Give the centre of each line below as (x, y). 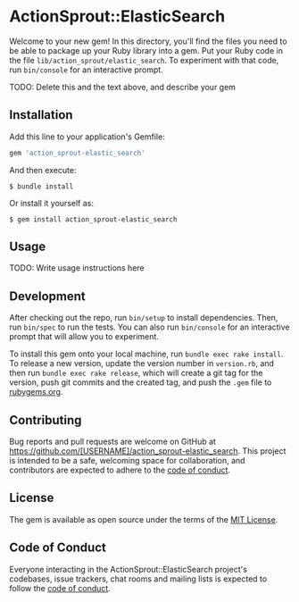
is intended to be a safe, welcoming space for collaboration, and (127, 461)
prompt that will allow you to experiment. (84, 337)
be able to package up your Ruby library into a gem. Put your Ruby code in (146, 50)
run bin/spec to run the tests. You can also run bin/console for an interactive (149, 327)
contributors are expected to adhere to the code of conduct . (120, 470)
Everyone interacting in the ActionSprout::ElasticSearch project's (129, 569)
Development (48, 296)
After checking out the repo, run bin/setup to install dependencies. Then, (144, 318)
